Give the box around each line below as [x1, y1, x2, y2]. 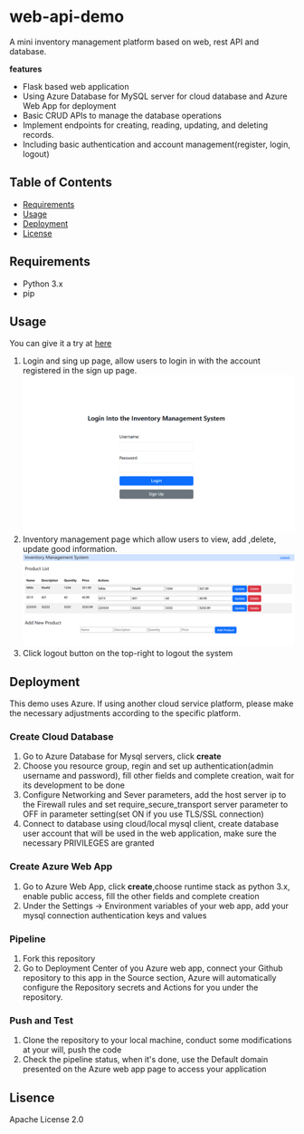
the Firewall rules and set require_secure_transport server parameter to [22, 800, 289, 810]
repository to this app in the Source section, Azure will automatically [22, 973, 277, 984]
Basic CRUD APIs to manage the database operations [22, 110, 222, 121]
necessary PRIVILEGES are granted [22, 838, 155, 848]
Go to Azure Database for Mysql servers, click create [22, 751, 222, 762]
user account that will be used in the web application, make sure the [22, 828, 278, 839]
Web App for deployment [22, 100, 117, 111]
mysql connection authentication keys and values [22, 909, 207, 921]
